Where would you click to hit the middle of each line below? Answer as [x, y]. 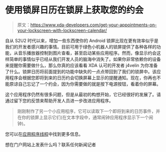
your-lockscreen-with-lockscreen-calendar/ [62, 30]
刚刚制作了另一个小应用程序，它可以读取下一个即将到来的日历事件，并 [89, 111]
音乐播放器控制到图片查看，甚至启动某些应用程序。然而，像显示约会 [87, 53]
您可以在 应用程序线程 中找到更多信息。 [44, 134]
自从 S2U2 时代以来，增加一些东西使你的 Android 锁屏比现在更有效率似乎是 [82, 41]
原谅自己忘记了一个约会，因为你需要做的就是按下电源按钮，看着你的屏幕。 [85, 84]
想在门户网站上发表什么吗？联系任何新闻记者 [51, 145]
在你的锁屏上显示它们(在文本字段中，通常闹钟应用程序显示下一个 [83, 117]
